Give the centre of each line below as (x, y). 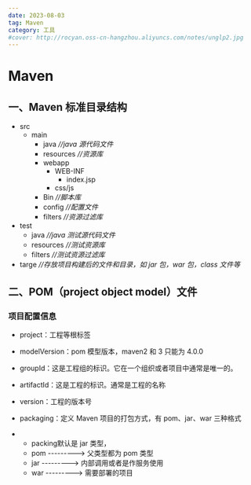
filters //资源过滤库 (73, 217)
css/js (64, 188)
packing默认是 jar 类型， (71, 443)
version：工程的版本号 (56, 401)
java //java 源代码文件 (78, 144)
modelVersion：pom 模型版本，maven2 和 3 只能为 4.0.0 (111, 351)
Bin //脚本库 (62, 197)
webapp (56, 163)
